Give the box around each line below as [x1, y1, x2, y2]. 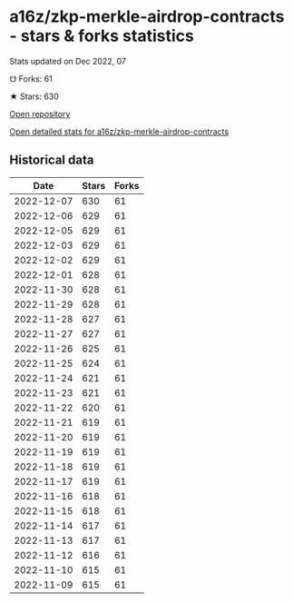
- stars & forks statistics [9, 25, 195, 46]
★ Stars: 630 [9, 91, 59, 102]
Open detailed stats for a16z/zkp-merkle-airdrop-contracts [9, 125, 230, 137]
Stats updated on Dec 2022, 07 [9, 55, 127, 66]
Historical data [9, 153, 94, 168]
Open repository [9, 108, 71, 119]
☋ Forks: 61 [9, 73, 53, 84]
